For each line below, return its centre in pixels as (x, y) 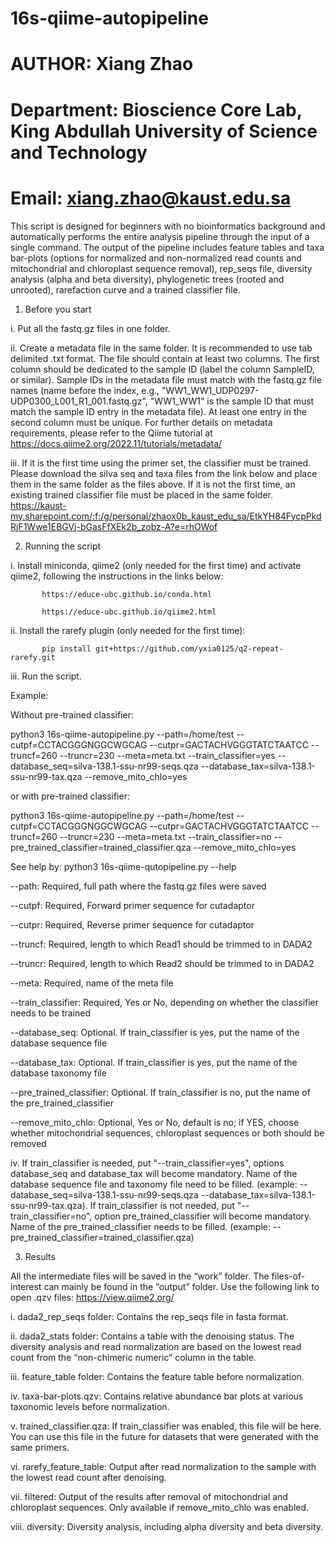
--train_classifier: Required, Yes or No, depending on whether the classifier (165, 1002)
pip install (66, 648)
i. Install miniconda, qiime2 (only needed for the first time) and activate (156, 565)
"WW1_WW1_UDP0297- (210, 390)
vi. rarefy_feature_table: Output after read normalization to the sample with (163, 1466)
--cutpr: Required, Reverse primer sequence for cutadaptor (132, 924)
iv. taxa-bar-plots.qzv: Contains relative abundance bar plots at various (157, 1396)
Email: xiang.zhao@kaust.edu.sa (151, 198)
